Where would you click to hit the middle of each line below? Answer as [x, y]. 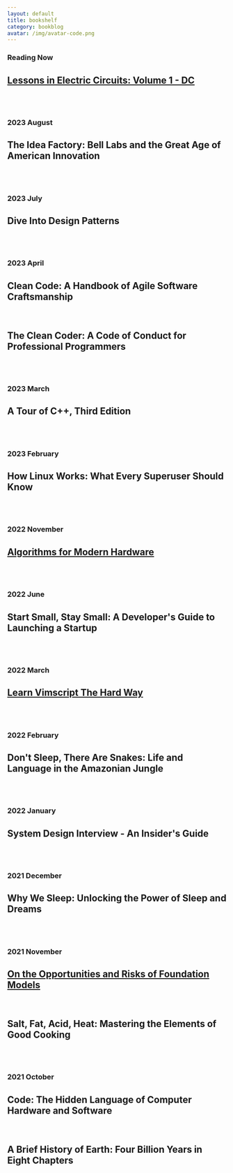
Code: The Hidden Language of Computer [100, 1099]
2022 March [29, 670]
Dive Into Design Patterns [63, 221]
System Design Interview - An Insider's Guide [108, 833]
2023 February [33, 453]
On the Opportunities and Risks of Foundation [109, 974]
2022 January [32, 811]
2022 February [33, 735]
